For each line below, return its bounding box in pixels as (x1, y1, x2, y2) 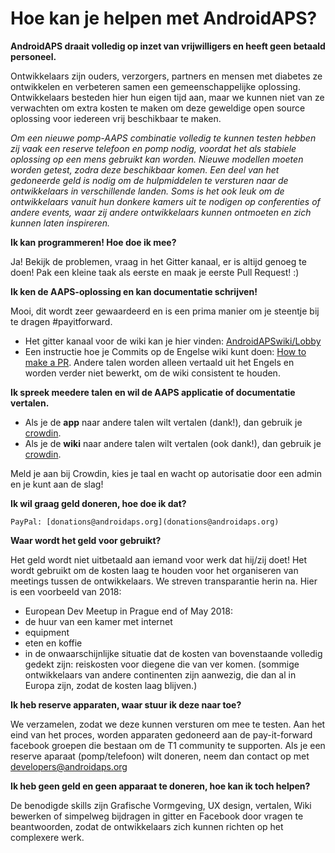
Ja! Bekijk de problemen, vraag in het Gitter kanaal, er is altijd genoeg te (10, 255, 307, 267)
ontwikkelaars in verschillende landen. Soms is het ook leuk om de (10, 185, 285, 197)
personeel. (10, 50, 57, 62)
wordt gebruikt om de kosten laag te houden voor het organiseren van (10, 564, 299, 576)
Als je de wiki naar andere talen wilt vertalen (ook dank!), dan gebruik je (24, 437, 322, 449)
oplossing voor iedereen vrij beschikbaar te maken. (10, 112, 222, 124)
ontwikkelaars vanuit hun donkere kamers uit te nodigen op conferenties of (10, 195, 321, 207)
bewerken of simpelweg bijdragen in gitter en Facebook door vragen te (10, 810, 304, 822)
